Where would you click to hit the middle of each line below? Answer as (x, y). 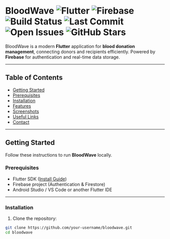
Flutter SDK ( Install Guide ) (40, 179)
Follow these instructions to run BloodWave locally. (59, 155)
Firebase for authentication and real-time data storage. (63, 57)
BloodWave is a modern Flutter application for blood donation (70, 46)
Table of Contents (34, 78)
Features (22, 106)
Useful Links (26, 117)
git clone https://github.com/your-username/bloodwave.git (69, 228)
